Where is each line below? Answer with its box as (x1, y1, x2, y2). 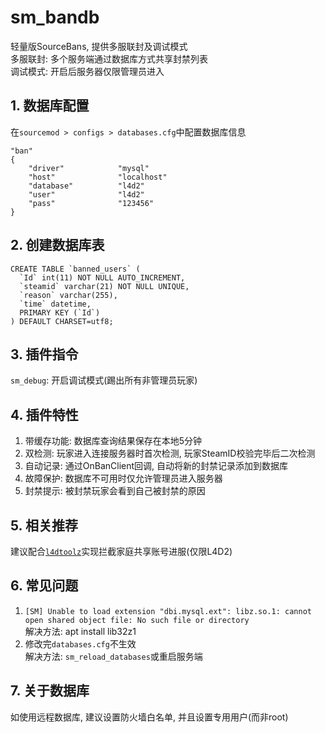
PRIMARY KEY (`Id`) (19, 307, 101, 318)
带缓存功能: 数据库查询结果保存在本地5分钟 (24, 435, 203, 447)
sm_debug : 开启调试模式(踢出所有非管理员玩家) (10, 374, 198, 386)
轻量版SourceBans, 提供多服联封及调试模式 (10, 40, 188, 52)
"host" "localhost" (28, 172, 168, 182)
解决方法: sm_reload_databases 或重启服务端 (24, 650, 203, 662)
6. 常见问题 (10, 577, 79, 595)
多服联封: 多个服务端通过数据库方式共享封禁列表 (10, 52, 208, 65)
